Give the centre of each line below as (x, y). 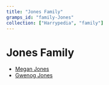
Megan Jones (32, 69)
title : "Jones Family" (35, 12)
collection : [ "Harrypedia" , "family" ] (55, 23)
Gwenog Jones (34, 75)
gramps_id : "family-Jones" (40, 17)
